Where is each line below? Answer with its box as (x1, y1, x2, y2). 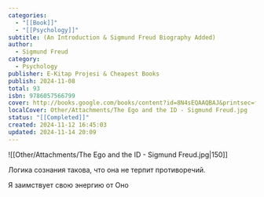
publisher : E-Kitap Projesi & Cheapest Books (8, 70, 159, 78)
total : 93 (8, 84, 41, 93)
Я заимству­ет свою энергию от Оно (8, 180, 130, 189)
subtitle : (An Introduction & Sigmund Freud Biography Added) (8, 33, 216, 42)
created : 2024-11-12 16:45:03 (8, 121, 108, 129)
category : (8, 56, 41, 64)
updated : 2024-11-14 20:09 (8, 128, 97, 136)
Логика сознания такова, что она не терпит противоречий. (8, 165, 206, 174)
